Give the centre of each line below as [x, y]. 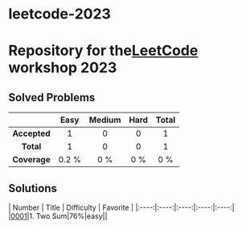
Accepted [31, 133]
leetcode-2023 [59, 14]
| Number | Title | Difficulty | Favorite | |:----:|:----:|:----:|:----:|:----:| [121, 207]
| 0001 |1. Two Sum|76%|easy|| [58, 216]
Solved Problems [52, 97]
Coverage [31, 160]
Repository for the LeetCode [103, 51]
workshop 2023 [63, 68]
